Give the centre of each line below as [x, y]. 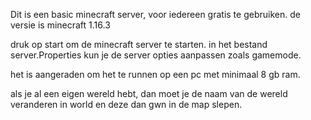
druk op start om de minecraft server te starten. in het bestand [139, 44]
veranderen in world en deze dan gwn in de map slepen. [126, 104]
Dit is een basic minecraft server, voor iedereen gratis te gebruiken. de [155, 14]
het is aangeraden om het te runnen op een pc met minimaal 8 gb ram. [155, 74]
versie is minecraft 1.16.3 [60, 25]
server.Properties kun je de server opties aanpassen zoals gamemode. [156, 55]
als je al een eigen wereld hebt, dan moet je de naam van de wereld [149, 93]
